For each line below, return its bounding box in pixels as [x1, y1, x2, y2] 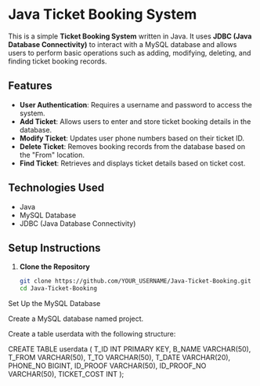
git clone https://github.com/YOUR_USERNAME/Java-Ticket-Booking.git [19, 277, 252, 286]
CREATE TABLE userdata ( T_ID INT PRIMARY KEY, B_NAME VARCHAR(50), [8, 344, 251, 354]
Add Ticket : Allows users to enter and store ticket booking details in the [19, 116, 251, 126]
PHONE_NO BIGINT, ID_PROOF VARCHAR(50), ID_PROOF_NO [8, 361, 207, 370]
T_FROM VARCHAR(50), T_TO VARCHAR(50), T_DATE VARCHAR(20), [8, 353, 231, 362]
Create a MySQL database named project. [8, 314, 144, 323]
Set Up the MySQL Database [8, 299, 101, 308]
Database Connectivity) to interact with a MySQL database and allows [8, 39, 237, 49]
